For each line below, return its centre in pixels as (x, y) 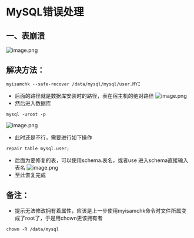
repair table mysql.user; (38, 148)
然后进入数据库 (33, 103)
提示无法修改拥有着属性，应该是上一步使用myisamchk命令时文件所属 (98, 210)
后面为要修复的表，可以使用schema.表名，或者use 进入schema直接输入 (101, 160)
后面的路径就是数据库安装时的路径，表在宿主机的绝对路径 (84, 95)
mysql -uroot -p (26, 114)
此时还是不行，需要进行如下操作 (53, 137)
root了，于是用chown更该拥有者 (64, 218)
